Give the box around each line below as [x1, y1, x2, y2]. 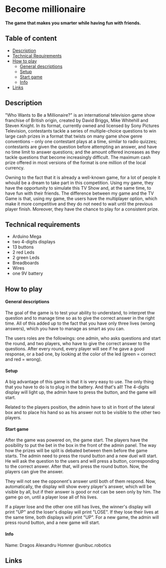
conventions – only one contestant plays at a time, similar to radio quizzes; [5, 138, 157, 144]
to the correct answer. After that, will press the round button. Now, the [5, 463, 148, 470]
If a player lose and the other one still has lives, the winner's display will [5, 504, 151, 510]
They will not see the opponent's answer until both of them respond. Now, [5, 478, 157, 485]
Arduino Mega [12, 233, 42, 239]
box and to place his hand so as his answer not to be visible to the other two [5, 410, 161, 416]
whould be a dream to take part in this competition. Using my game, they [5, 180, 154, 186]
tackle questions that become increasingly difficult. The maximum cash [5, 154, 151, 160]
